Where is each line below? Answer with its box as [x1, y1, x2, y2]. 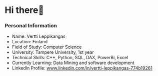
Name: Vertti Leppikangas [11, 33, 65, 39]
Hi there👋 [4, 4, 44, 16]
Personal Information [4, 22, 57, 29]
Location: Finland [11, 39, 48, 45]
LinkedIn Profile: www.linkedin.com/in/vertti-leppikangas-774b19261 [11, 65, 153, 71]
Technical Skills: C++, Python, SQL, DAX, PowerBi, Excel [11, 55, 128, 61]
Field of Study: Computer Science [11, 44, 82, 50]
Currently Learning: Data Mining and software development [11, 60, 134, 66]
